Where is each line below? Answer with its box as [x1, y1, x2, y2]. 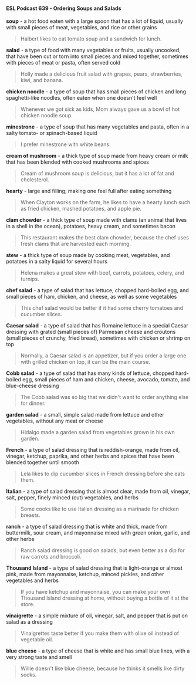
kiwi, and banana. [20, 77, 63, 84]
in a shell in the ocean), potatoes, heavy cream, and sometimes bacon [6, 223, 176, 230]
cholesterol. [20, 176, 49, 183]
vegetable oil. [20, 636, 54, 643]
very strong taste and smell [6, 654, 72, 661]
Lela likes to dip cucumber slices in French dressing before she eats [20, 470, 185, 478]
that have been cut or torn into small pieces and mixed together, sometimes [6, 53, 189, 60]
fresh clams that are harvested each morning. [20, 241, 131, 248]
